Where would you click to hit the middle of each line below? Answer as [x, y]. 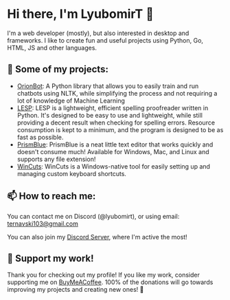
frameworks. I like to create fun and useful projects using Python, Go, [105, 40]
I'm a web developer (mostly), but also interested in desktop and [98, 33]
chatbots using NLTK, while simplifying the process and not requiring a [117, 93]
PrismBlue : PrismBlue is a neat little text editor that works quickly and [115, 144]
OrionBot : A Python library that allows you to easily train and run [108, 86]
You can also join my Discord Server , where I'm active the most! [97, 237]
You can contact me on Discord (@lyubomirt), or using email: [93, 216]
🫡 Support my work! [50, 258]
